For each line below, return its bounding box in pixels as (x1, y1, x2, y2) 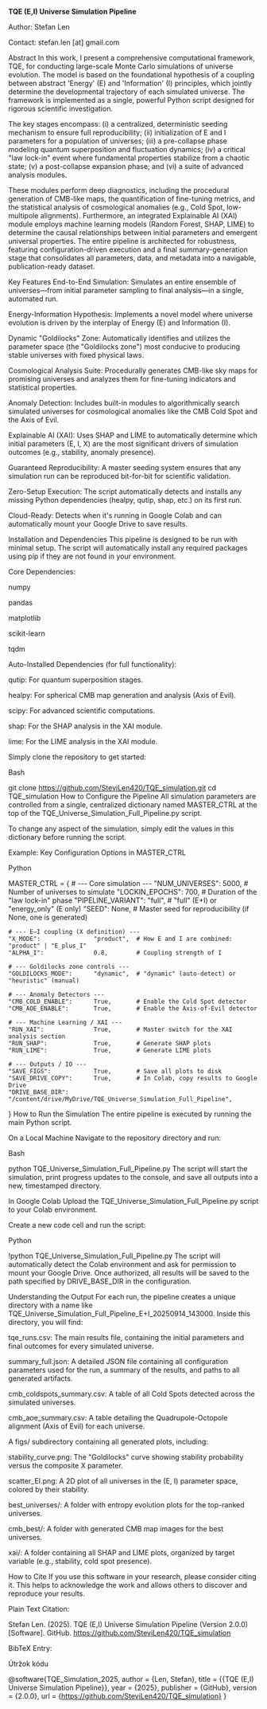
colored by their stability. (8, 1485, 90, 1494)
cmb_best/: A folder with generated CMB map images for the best (8, 1524, 224, 1533)
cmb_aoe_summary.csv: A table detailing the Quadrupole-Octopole (8, 1413, 228, 1422)
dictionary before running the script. (8, 833, 127, 841)
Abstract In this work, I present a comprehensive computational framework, (8, 53, 256, 62)
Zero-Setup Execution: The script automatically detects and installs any (8, 487, 242, 496)
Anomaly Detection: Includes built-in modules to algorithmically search (8, 398, 240, 407)
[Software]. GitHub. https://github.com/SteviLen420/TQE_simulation (8, 1629, 231, 1637)
